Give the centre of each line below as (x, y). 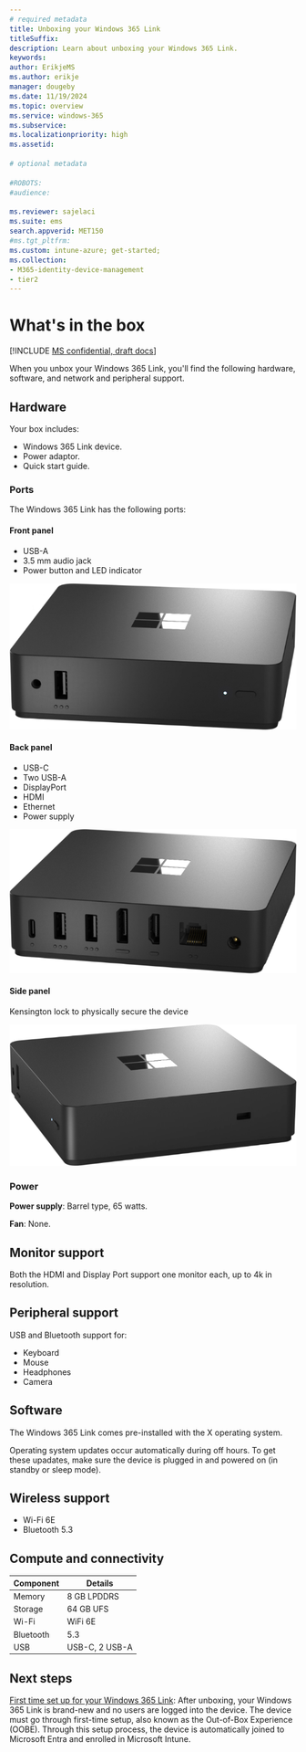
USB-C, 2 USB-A (100, 1647)
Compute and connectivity (87, 1558)
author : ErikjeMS (42, 68)
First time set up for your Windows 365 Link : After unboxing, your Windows (151, 1700)
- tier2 (24, 279)
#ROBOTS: (26, 183)
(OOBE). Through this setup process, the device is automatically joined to (147, 1729)
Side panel (30, 991)
